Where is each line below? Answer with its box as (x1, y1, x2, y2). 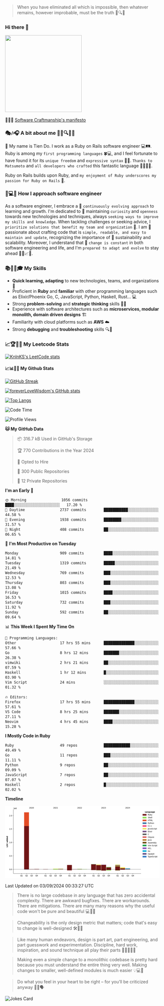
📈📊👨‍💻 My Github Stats (5, 366, 54, 371)
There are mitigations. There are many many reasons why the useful (17, 903, 155, 909)
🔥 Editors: (5, 695, 28, 700)
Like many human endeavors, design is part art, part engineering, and (17, 937, 158, 943)
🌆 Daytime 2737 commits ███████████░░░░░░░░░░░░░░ (5, 507, 159, 512)
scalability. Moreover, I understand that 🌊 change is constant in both (5, 240, 143, 245)
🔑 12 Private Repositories (17, 478, 68, 484)
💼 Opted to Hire (17, 458, 49, 464)
